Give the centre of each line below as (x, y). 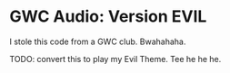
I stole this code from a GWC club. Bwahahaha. (98, 41)
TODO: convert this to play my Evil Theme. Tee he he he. (115, 59)
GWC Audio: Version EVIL (108, 17)
